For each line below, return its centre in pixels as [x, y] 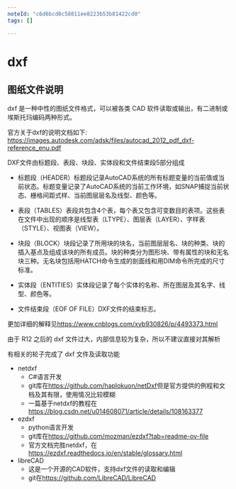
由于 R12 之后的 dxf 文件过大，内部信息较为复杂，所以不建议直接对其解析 [114, 339]
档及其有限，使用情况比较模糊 [72, 394]
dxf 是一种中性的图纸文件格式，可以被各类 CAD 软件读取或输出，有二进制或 [118, 108]
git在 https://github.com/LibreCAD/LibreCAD [92, 478]
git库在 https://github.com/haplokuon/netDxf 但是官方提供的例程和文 [127, 385]
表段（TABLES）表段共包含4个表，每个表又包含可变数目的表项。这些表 [121, 210]
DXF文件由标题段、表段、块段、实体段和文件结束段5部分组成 [96, 162]
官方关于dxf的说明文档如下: [47, 132]
